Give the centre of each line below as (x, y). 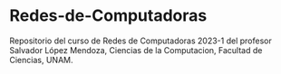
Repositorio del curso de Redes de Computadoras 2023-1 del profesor (140, 41)
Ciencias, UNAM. (41, 60)
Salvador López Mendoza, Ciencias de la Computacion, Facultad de (136, 50)
